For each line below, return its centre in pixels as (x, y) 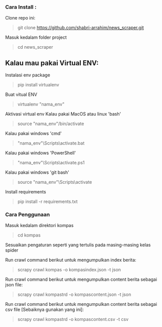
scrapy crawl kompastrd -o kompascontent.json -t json (74, 294)
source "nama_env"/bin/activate (51, 124)
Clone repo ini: (20, 18)
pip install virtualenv (38, 85)
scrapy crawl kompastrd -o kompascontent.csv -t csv (73, 319)
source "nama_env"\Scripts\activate (55, 182)
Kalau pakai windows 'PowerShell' (41, 153)
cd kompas (29, 235)
